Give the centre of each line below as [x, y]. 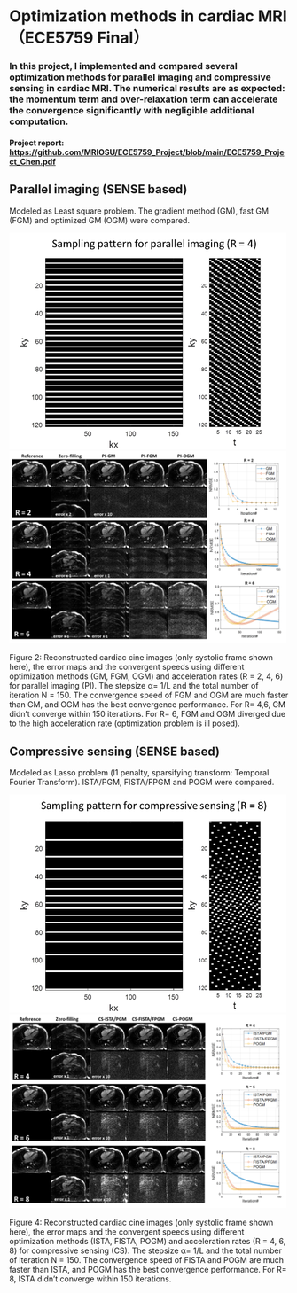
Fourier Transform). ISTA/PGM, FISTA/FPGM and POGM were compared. [142, 782]
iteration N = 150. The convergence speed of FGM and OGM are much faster [149, 695]
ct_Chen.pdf [32, 161]
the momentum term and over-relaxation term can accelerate [144, 99]
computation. [39, 121]
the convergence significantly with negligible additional [132, 111]
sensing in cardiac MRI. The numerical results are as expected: [147, 89]
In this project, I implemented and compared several [123, 66]
